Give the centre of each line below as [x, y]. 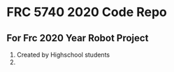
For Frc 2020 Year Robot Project [78, 38]
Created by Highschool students [63, 55]
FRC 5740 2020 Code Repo [87, 12]
